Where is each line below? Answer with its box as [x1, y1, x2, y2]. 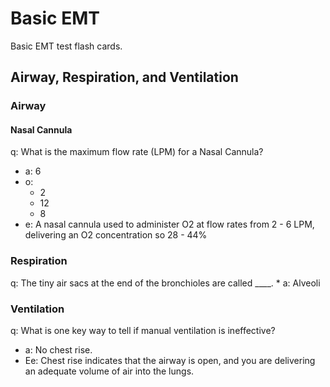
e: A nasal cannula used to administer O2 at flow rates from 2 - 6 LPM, [24, 218, 315, 231]
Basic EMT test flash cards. [10, 40, 123, 52]
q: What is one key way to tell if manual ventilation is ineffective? [10, 325, 276, 337]
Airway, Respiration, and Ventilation [10, 69, 239, 86]
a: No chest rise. [24, 344, 93, 356]
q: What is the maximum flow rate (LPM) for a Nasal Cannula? [10, 146, 264, 158]
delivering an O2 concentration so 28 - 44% [24, 229, 208, 241]
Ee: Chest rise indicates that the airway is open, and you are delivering [24, 355, 316, 367]
